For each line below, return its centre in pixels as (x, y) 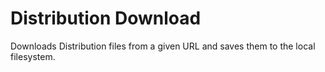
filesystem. (33, 56)
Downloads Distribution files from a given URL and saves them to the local (163, 46)
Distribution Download (106, 18)
